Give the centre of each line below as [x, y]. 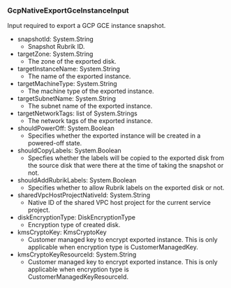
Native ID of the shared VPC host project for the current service [119, 203]
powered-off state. [55, 143]
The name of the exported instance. [79, 76]
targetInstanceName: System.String [69, 69]
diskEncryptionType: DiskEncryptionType [76, 217]
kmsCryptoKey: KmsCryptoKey [62, 232]
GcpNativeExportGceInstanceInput [68, 10]
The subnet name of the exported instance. [90, 106]
